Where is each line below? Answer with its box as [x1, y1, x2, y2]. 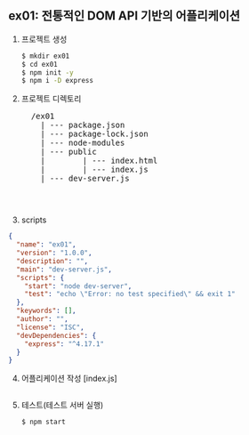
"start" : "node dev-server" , [24, 281, 133, 291]
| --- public [40, 147, 97, 157]
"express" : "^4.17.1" [24, 339, 104, 349]
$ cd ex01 [20, 60, 59, 68]
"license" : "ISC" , [16, 323, 85, 332]
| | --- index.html [40, 156, 158, 166]
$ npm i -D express [20, 77, 94, 85]
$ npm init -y [20, 68, 74, 77]
